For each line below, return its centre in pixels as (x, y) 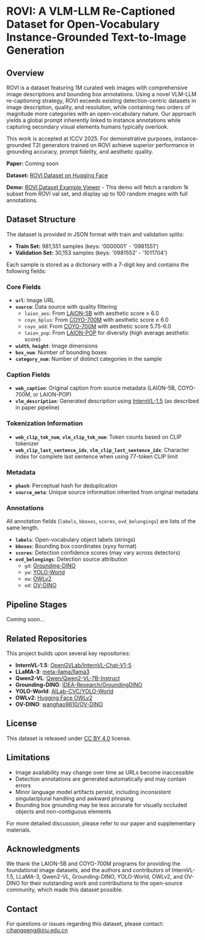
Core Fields (24, 287)
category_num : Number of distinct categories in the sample (88, 359)
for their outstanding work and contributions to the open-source (102, 883)
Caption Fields (28, 375)
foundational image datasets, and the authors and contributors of (88, 870)
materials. (19, 830)
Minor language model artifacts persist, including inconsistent (93, 792)
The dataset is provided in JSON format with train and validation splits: (95, 234)
